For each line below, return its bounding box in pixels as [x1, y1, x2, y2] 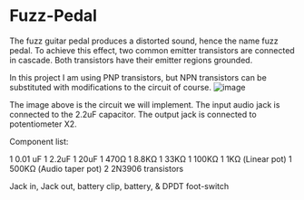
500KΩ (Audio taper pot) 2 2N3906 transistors [9, 163, 184, 174]
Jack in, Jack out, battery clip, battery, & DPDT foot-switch [9, 180, 230, 191]
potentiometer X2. [9, 119, 77, 129]
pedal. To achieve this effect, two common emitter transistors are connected [9, 44, 295, 55]
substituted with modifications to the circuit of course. [9, 81, 211, 92]
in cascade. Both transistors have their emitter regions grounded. [9, 54, 253, 65]
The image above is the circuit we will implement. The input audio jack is [9, 99, 280, 110]
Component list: [9, 136, 69, 147]
